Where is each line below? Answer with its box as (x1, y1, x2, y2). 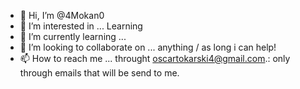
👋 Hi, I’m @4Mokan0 (19, 10, 105, 21)
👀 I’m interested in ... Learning (19, 20, 143, 32)
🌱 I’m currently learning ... (19, 31, 127, 42)
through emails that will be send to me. (19, 67, 180, 79)
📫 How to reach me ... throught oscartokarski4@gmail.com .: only (19, 53, 291, 64)
